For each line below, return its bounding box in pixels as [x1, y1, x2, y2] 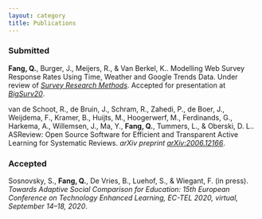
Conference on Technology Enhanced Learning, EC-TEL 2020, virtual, [8, 193, 239, 203]
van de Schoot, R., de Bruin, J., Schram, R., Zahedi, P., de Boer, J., [8, 104, 225, 114]
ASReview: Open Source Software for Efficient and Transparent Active [8, 129, 239, 139]
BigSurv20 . [8, 88, 45, 98]
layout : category [8, 11, 66, 20]
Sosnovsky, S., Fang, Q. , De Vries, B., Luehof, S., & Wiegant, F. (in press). [8, 176, 248, 186]
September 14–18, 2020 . [8, 201, 88, 211]
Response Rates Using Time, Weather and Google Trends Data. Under [8, 72, 238, 81]
